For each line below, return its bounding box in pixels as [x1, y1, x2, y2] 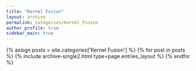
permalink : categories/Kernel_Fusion [6, 19, 99, 25]
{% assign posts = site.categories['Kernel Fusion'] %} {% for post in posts [6, 46, 185, 53]
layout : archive [6, 14, 46, 20]
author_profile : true [6, 25, 59, 31]
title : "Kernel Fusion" [6, 8, 65, 15]
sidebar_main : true [6, 31, 54, 36]
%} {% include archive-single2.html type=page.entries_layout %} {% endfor [6, 53, 191, 60]
